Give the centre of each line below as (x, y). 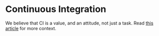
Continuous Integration (56, 9)
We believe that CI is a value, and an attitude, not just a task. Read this (79, 23)
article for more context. (31, 28)
